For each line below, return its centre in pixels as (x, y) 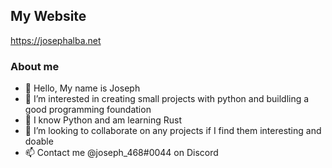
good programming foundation (88, 110)
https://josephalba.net (56, 40)
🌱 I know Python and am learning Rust (103, 120)
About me (35, 66)
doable (39, 141)
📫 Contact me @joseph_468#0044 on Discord (121, 153)
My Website (48, 16)
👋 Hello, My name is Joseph (82, 88)
